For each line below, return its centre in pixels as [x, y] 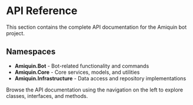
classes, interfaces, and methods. [47, 96]
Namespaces [31, 52]
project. [16, 33]
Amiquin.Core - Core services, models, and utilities [77, 72]
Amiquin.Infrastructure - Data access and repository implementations [100, 78]
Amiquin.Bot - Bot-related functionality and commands [82, 66]
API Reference [42, 11]
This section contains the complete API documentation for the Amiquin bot [96, 27]
